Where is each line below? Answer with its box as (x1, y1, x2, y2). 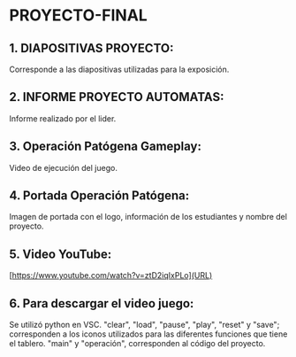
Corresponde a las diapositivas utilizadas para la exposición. (9, 64, 230, 74)
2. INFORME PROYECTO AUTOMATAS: (9, 89, 224, 105)
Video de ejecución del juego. (9, 162, 118, 173)
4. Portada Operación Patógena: (9, 188, 190, 204)
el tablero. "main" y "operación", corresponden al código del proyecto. (9, 338, 266, 349)
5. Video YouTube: (9, 246, 112, 261)
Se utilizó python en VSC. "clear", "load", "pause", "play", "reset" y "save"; (9, 320, 280, 330)
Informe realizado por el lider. (9, 113, 117, 124)
